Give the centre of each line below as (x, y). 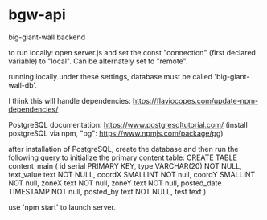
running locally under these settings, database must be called (111, 76)
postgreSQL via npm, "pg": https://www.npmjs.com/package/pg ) (116, 133)
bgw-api (37, 15)
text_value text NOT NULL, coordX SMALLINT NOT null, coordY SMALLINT (132, 174)
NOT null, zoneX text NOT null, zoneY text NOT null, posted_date (115, 183)
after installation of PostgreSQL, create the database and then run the (123, 149)
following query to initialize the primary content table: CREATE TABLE (123, 157)
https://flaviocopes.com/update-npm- (195, 100)
